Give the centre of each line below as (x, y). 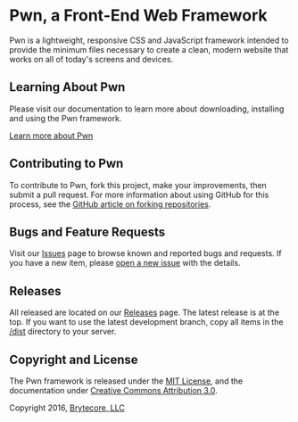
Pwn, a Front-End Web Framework (138, 16)
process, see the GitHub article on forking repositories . (110, 204)
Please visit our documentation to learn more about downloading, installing (147, 109)
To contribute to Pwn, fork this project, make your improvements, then (138, 185)
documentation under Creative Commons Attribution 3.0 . (114, 390)
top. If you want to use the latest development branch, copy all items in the (146, 322)
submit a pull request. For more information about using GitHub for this (139, 194)
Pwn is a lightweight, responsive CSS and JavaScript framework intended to (149, 40)
